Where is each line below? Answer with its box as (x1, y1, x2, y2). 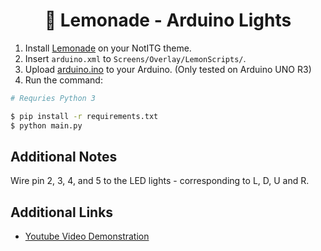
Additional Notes (10, 148, 118, 165)
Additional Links (10, 204, 114, 221)
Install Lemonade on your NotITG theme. (24, 42, 192, 54)
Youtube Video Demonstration (24, 230, 150, 243)
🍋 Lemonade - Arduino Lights (44, 9, 292, 32)
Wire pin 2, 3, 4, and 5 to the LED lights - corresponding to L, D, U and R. (10, 175, 310, 187)
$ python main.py (10, 120, 83, 131)
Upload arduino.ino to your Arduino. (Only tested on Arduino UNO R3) (24, 63, 312, 75)
